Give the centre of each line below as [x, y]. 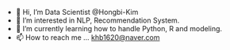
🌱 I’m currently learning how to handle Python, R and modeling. [119, 29]
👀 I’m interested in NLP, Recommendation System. [98, 20]
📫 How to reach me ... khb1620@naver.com [88, 37]
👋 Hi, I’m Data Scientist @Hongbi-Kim [77, 12]
